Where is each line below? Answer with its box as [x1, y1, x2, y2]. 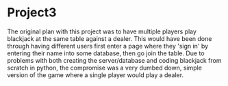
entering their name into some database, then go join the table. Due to [7, 49, 205, 57]
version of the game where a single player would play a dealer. [7, 70, 183, 79]
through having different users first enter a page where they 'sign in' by [7, 42, 209, 50]
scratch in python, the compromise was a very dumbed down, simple [7, 63, 202, 72]
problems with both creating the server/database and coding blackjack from [7, 56, 222, 64]
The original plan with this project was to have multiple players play [7, 27, 197, 35]
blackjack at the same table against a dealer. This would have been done [7, 34, 212, 42]
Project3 [7, 5, 57, 20]
